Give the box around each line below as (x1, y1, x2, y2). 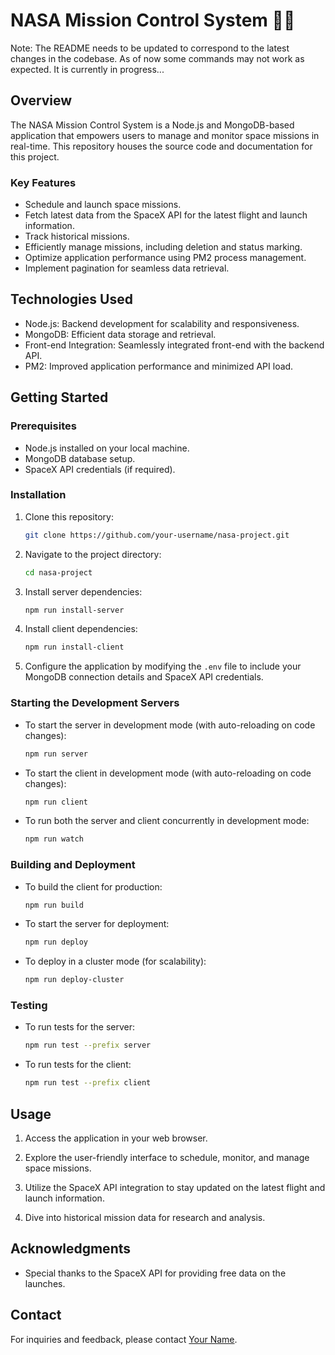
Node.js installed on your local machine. (24, 442, 190, 454)
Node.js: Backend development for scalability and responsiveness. (24, 317, 300, 329)
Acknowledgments (10, 1240, 132, 1258)
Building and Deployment (10, 858, 136, 872)
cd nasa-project (24, 567, 93, 578)
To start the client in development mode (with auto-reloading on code (24, 767, 312, 779)
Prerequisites (10, 419, 77, 433)
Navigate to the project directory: (24, 548, 162, 560)
